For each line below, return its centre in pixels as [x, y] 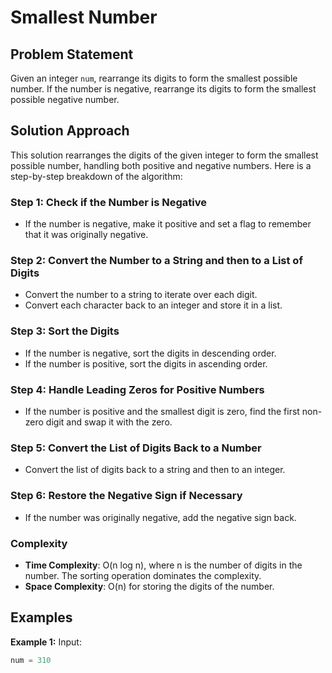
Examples [41, 617]
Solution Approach [70, 131]
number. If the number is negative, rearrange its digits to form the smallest [163, 89]
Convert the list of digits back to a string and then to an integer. [155, 470]
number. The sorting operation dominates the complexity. [143, 575]
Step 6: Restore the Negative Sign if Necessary [126, 496]
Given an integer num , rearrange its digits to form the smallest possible [154, 78]
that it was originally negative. [86, 235]
